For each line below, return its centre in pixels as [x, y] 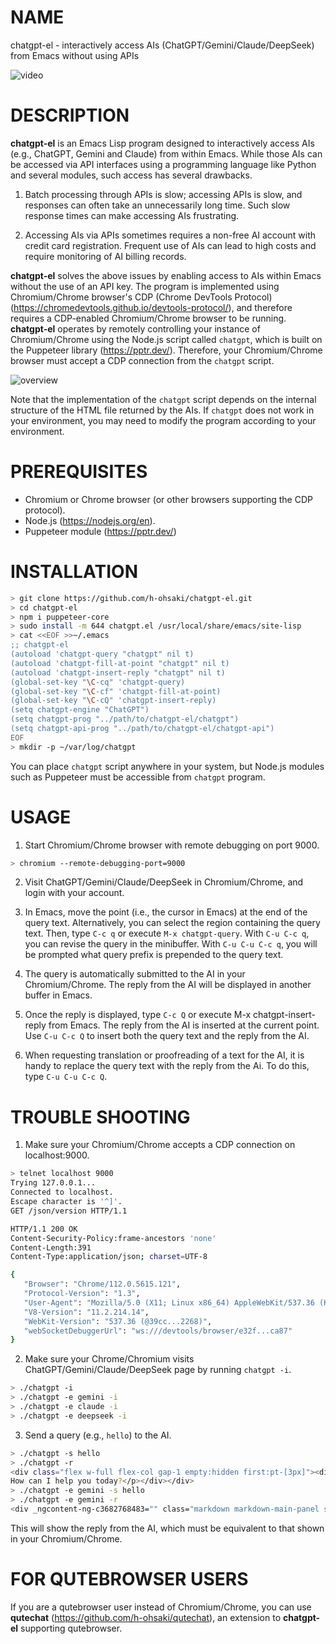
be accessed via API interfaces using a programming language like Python [163, 164]
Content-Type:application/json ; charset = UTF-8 [109, 1257]
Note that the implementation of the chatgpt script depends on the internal [163, 399]
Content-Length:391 [51, 1247]
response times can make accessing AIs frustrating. [132, 215]
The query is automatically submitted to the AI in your [135, 974]
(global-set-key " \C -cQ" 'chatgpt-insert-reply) [113, 701]
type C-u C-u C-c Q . [66, 1077]
